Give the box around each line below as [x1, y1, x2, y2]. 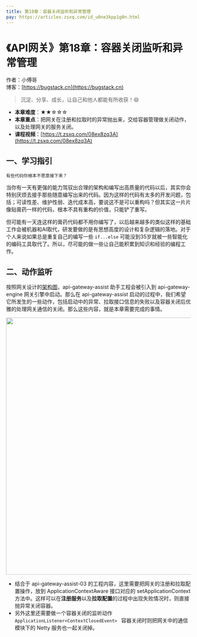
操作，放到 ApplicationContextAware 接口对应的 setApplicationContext [19, 588, 191, 595]
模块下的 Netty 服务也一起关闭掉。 [14, 624, 98, 632]
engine [6, 291, 23, 298]
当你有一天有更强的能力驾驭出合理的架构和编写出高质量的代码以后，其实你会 [6, 184, 191, 191]
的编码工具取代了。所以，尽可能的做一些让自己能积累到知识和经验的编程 [6, 240, 181, 247]
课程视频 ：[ [14, 130, 43, 138]
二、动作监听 [6, 267, 53, 277]
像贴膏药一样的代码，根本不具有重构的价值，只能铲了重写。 [6, 206, 150, 213]
